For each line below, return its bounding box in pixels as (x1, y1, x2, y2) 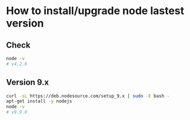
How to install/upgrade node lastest (6, 4, 185, 18)
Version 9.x (6, 78, 49, 88)
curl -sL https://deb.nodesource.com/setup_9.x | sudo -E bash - (6, 93, 169, 99)
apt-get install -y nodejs (6, 98, 72, 104)
